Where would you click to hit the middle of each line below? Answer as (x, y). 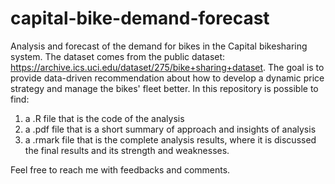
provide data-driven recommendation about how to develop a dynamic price (167, 78)
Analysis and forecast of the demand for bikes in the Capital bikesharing (159, 46)
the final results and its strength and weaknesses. (127, 150)
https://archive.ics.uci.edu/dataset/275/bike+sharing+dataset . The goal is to (167, 67)
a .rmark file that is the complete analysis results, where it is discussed (170, 139)
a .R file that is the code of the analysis (104, 118)
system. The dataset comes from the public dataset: (118, 56)
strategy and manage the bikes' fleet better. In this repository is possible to (164, 88)
